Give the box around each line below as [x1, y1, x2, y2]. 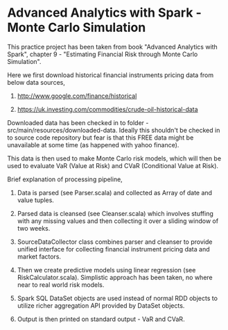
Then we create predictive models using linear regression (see [17, 265, 196, 274]
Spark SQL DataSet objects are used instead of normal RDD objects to [17, 294, 218, 302]
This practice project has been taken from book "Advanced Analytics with [7, 42, 218, 51]
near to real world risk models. [17, 280, 105, 289]
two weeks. [17, 224, 51, 232]
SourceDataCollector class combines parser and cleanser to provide [17, 238, 213, 246]
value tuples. [17, 196, 54, 204]
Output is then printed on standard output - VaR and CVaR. [17, 315, 185, 323]
